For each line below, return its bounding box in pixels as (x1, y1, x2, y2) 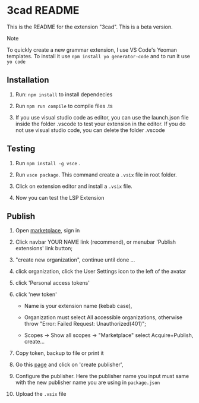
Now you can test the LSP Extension (15, 194, 105, 201)
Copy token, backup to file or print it (15, 350, 104, 357)
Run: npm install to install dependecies (15, 90, 113, 98)
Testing (7, 144, 36, 154)
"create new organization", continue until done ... (15, 256, 135, 263)
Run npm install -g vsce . (15, 159, 81, 166)
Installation (7, 75, 49, 85)
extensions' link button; (15, 245, 73, 252)
